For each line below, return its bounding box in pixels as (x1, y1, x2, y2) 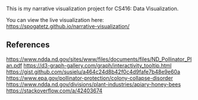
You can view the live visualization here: (6, 17, 104, 23)
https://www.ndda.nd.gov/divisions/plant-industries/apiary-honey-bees (6, 80, 181, 88)
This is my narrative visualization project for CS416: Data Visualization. (6, 5, 179, 12)
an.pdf (6, 62, 23, 69)
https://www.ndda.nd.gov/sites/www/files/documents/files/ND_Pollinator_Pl (6, 56, 192, 63)
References (6, 40, 50, 50)
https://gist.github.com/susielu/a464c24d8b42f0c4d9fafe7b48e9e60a (6, 68, 180, 75)
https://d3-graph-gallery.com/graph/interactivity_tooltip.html (23, 62, 172, 69)
